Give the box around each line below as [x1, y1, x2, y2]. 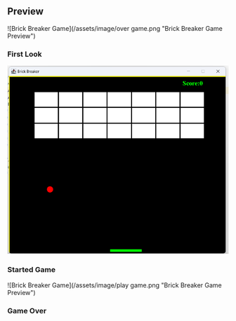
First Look [7, 49, 42, 59]
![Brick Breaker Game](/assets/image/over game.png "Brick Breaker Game [7, 24, 223, 32]
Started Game [7, 265, 56, 275]
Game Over [7, 306, 47, 315]
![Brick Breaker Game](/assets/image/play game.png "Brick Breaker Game [7, 280, 223, 289]
